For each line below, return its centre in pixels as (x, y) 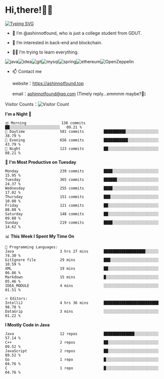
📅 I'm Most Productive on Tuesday (41, 162)
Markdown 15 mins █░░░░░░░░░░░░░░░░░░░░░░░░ (82, 277)
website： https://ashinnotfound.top (48, 83)
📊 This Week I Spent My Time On (40, 236)
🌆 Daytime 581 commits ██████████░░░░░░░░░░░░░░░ (82, 131)
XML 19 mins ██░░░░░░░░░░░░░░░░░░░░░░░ (82, 268)
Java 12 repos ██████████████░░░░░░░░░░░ (82, 334)
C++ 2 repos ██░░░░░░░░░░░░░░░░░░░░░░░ (82, 342)
